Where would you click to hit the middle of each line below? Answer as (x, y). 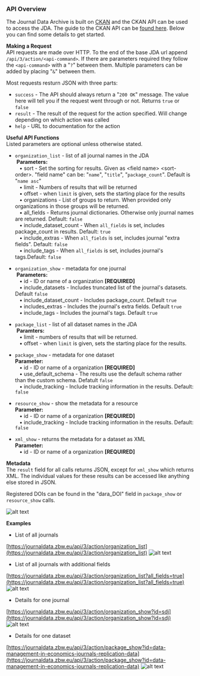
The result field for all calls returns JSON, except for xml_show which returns (100, 470)
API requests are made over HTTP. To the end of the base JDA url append (97, 52)
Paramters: (30, 331)
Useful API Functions (33, 138)
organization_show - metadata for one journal (70, 269)
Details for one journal (42, 600)
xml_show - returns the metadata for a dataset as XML (80, 439)
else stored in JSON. (31, 482)
